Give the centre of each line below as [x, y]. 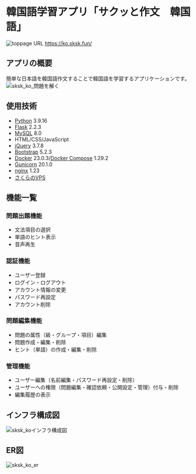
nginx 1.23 [27, 170]
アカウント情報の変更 [40, 290]
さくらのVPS [30, 177]
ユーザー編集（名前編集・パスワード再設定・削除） [76, 380]
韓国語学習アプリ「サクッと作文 [83, 12]
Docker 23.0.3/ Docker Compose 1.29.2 [61, 158]
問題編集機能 [24, 321]
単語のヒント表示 [35, 237]
